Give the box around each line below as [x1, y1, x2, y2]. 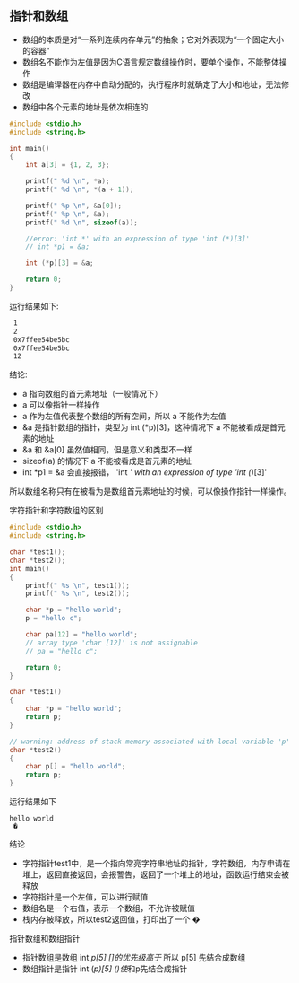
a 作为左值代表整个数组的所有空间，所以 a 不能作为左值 [21, 411, 226, 422]
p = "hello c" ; [25, 614, 82, 623]
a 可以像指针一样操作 [21, 399, 100, 410]
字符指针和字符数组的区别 [9, 505, 104, 516]
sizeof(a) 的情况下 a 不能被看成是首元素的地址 [21, 456, 192, 467]
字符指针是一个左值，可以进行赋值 [21, 891, 149, 902]
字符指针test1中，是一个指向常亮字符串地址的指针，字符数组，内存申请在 [21, 858, 291, 869]
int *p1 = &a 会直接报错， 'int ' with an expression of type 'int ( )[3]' [21, 467, 268, 478]
